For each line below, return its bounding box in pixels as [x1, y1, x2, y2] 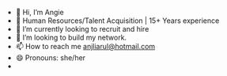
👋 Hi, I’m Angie [15, 8, 65, 17]
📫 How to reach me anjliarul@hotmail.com [15, 42, 156, 51]
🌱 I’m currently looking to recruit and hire [15, 25, 149, 33]
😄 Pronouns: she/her [15, 53, 85, 63]
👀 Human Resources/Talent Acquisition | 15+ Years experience [15, 16, 220, 25]
